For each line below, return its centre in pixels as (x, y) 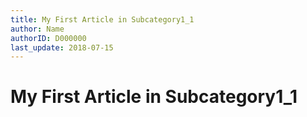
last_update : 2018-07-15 (62, 47)
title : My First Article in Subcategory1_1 (102, 19)
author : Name (37, 29)
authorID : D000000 (48, 38)
